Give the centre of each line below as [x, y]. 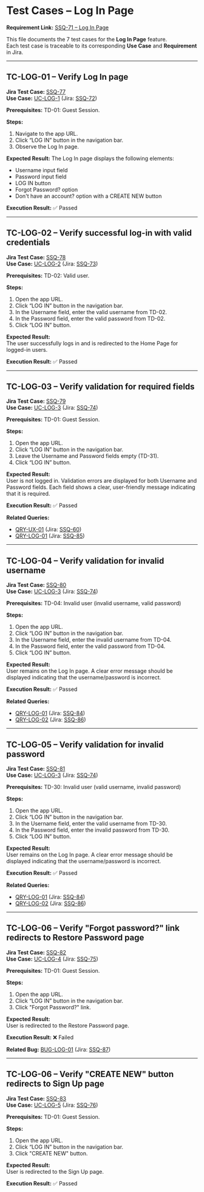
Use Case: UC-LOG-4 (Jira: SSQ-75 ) [52, 959]
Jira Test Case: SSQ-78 [36, 257]
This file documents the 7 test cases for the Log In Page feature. [87, 39]
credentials [28, 243]
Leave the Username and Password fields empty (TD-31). [87, 456]
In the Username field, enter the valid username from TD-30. [91, 823]
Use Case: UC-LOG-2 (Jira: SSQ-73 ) [52, 264]
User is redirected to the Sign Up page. [55, 1171]
